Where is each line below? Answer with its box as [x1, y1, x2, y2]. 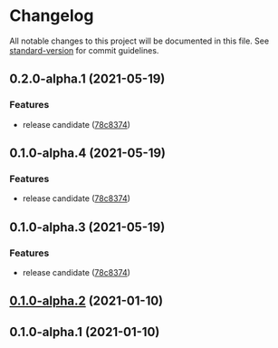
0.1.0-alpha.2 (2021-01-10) [9, 294, 164, 309]
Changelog [9, 5, 94, 26]
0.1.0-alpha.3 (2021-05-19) [9, 219, 166, 235]
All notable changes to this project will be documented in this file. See [9, 35, 270, 46]
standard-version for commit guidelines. [9, 44, 159, 55]
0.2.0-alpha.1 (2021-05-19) [9, 72, 166, 87]
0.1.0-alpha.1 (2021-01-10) [9, 324, 160, 340]
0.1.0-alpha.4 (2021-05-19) [9, 146, 166, 161]
